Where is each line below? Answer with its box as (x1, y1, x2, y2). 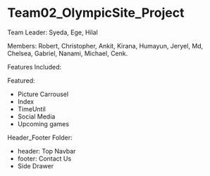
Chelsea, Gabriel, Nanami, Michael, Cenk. (7, 49, 128, 57)
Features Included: (7, 62, 62, 71)
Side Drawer (17, 161, 54, 170)
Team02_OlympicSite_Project (7, 5, 185, 21)
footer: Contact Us (17, 154, 72, 163)
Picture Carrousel (17, 90, 69, 98)
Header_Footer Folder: (7, 133, 73, 142)
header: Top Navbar (17, 147, 76, 155)
